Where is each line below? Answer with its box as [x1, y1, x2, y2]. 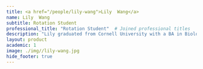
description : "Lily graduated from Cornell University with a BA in [6, 31, 182, 37]
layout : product [6, 37, 47, 43]
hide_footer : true [6, 53, 53, 59]
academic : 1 [6, 43, 36, 49]
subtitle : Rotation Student [6, 20, 77, 26]
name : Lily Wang [6, 14, 50, 20]
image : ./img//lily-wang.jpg [6, 48, 80, 54]
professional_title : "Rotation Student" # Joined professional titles [6, 25, 190, 32]
